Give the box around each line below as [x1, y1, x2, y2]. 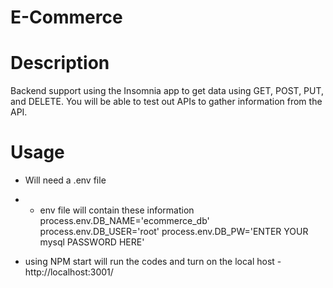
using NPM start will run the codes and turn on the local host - [24, 256, 282, 268]
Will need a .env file [24, 174, 107, 186]
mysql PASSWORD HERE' [39, 236, 145, 248]
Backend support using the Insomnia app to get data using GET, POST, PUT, [10, 85, 325, 97]
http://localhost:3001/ [24, 266, 114, 278]
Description [10, 52, 110, 75]
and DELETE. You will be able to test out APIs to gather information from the [10, 96, 323, 108]
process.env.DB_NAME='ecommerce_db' [39, 215, 210, 227]
